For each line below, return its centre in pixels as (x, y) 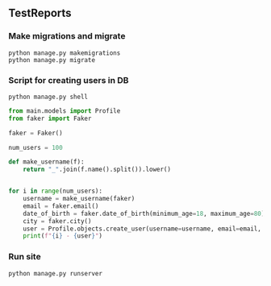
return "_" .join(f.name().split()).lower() (97, 170)
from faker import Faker (50, 118)
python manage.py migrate (52, 60)
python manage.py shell (48, 97)
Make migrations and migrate (67, 36)
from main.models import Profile (65, 111)
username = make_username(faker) (79, 199)
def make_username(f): (46, 162)
